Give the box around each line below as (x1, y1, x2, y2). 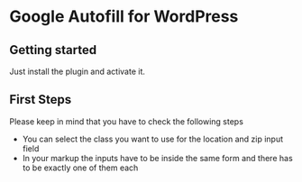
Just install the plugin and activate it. (9, 66, 146, 77)
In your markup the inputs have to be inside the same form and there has (22, 152, 293, 163)
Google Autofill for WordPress (9, 6, 239, 27)
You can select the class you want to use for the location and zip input (22, 133, 284, 144)
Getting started (9, 42, 97, 58)
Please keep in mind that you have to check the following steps (9, 115, 243, 127)
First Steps (9, 92, 72, 107)
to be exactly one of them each (22, 162, 139, 173)
